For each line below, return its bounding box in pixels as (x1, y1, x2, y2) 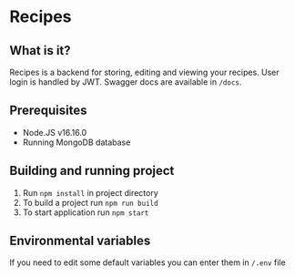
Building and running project (9, 163, 175, 179)
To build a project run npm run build (22, 197, 158, 208)
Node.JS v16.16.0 (22, 127, 87, 138)
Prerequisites (9, 103, 87, 118)
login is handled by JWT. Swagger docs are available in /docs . (9, 77, 242, 87)
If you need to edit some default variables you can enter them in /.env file (9, 257, 286, 268)
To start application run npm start (22, 207, 149, 218)
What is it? (9, 43, 71, 58)
